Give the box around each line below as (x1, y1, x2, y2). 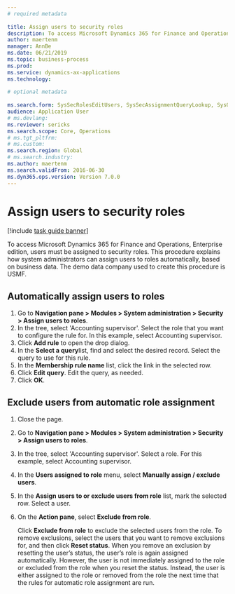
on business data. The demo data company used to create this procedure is (7, 262, 226, 271)
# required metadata (7, 10, 68, 18)
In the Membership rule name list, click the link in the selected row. (17, 361, 212, 370)
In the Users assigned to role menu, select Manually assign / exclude (17, 471, 220, 479)
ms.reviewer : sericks (7, 121, 71, 128)
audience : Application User (7, 108, 90, 115)
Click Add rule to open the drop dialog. (17, 339, 130, 347)
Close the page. (17, 415, 64, 424)
